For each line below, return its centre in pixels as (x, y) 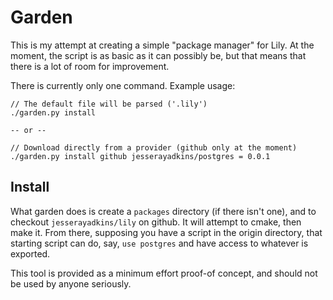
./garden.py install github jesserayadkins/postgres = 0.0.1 (140, 156)
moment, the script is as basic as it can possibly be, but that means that (158, 55)
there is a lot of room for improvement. (90, 66)
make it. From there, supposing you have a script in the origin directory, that (166, 232)
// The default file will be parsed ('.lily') (109, 104)
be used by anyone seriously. (71, 283)
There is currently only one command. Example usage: (123, 85)
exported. (30, 253)
